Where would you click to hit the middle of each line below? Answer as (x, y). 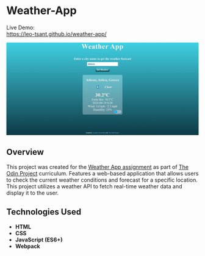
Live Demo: (20, 27)
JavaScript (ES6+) (39, 240)
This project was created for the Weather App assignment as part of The (98, 167)
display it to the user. (33, 193)
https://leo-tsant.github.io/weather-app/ (56, 34)
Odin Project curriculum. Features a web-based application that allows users (103, 173)
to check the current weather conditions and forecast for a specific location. (102, 180)
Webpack (28, 246)
